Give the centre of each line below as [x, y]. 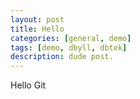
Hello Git [28, 85]
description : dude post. [62, 57]
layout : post [37, 19]
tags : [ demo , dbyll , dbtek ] [69, 47]
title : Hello [37, 29]
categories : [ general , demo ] [71, 38]
